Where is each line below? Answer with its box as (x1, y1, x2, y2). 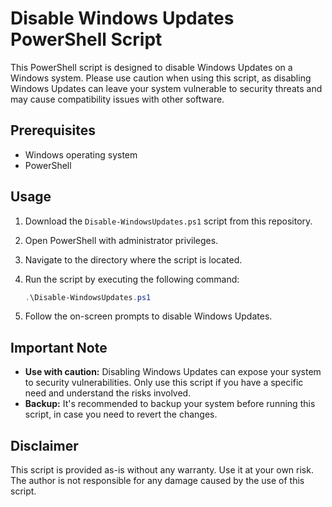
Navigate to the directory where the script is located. (24, 253, 243, 266)
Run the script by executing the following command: (24, 273, 240, 285)
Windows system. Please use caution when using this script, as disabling (10, 72, 312, 84)
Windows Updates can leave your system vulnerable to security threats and (10, 82, 323, 94)
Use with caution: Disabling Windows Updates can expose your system (24, 366, 322, 378)
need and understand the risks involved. (24, 387, 192, 399)
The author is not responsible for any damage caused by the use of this (10, 475, 305, 487)
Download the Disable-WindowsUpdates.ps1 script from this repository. (24, 215, 313, 227)
